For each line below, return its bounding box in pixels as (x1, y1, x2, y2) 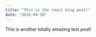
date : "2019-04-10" (5, 12, 47, 17)
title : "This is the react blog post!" (5, 7, 91, 13)
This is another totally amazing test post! (5, 26, 91, 32)
